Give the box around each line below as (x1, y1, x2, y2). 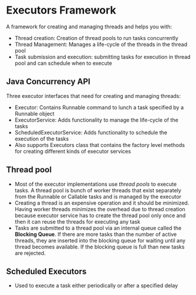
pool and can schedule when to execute (14, 60, 112, 67)
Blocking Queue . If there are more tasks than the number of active (14, 231, 177, 238)
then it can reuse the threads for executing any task (14, 218, 141, 225)
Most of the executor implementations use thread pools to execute (14, 181, 177, 188)
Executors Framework (6, 4, 116, 17)
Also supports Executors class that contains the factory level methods (14, 141, 185, 148)
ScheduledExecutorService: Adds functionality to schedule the (14, 129, 168, 136)
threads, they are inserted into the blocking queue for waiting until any (14, 237, 186, 244)
